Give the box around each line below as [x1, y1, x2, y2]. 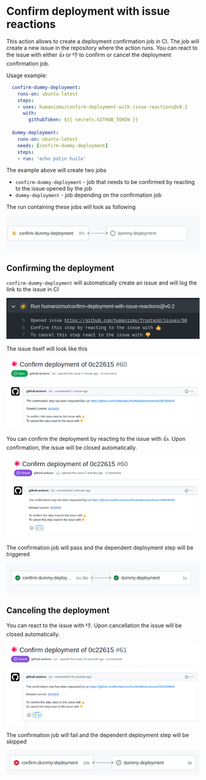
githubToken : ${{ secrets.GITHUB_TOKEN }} [28, 117, 139, 123]
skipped [6, 738, 27, 745]
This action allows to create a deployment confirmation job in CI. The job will [6, 37, 199, 45]
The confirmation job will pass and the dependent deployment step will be [6, 544, 194, 551]
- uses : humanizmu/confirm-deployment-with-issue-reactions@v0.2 [17, 104, 188, 110]
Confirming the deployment [6, 262, 115, 273]
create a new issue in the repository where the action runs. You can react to [6, 44, 198, 52]
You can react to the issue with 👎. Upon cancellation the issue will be [6, 622, 182, 629]
